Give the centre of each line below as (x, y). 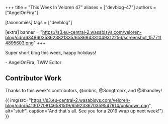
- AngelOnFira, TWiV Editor (33, 62)
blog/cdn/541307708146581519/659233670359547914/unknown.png (77, 105)
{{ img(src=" (18, 100)
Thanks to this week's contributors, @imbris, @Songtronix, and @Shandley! (84, 90)
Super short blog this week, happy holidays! (51, 53)
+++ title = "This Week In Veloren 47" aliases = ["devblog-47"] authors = (81, 7)
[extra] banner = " (24, 32)
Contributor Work (33, 78)
